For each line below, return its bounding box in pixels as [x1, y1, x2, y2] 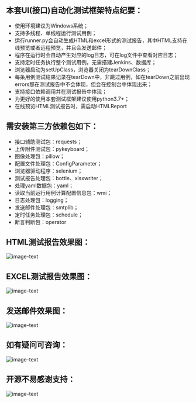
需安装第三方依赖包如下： [6, 122, 98, 132]
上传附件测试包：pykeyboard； [14, 145, 90, 152]
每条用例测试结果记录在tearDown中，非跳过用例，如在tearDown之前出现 [14, 73, 190, 80]
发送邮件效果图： [6, 306, 68, 316]
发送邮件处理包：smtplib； [14, 204, 79, 211]
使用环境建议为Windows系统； [14, 22, 89, 29]
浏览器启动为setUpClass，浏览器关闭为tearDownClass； [14, 66, 151, 73]
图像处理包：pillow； [14, 153, 66, 160]
